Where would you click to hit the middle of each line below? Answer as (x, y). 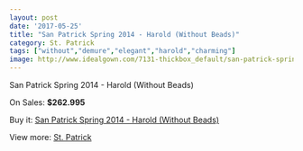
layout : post (34, 18)
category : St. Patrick (52, 43)
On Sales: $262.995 (47, 102)
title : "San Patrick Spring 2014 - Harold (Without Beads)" (125, 34)
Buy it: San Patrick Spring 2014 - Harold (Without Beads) (114, 120)
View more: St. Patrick (50, 137)
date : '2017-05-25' (46, 26)
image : (22, 59)
